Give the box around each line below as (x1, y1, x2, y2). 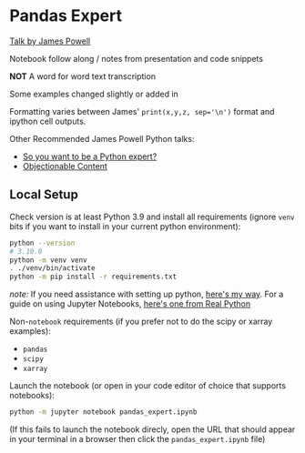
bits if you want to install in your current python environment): (9, 220, 241, 232)
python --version (9, 238, 76, 247)
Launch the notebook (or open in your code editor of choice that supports (9, 380, 287, 391)
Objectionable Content (22, 160, 107, 171)
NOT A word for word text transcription (9, 70, 157, 82)
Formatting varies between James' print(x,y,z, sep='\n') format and (9, 106, 275, 116)
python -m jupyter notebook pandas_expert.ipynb (9, 408, 198, 417)
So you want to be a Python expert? (22, 151, 158, 162)
